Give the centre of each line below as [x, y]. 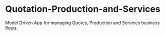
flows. [11, 28]
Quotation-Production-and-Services [83, 9]
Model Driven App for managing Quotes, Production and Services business [82, 23]
